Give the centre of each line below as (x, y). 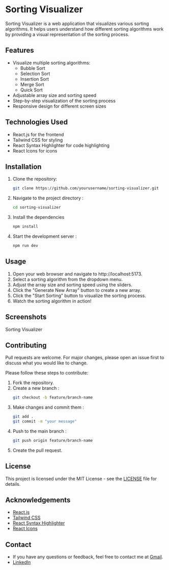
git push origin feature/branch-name (53, 440)
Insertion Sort (35, 79)
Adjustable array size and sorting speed (54, 95)
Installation (23, 167)
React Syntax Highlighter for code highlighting (61, 145)
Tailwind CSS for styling (38, 140)
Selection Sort (35, 73)
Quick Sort (32, 90)
